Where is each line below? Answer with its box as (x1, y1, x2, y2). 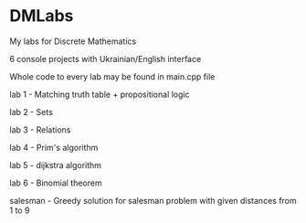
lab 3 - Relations (9, 124, 71, 135)
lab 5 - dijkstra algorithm (9, 159, 102, 170)
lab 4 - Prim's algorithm (9, 142, 99, 153)
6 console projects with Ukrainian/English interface (9, 53, 202, 64)
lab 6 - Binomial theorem (9, 177, 102, 188)
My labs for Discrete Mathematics (9, 36, 137, 47)
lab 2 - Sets (9, 106, 53, 117)
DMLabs (9, 5, 74, 27)
